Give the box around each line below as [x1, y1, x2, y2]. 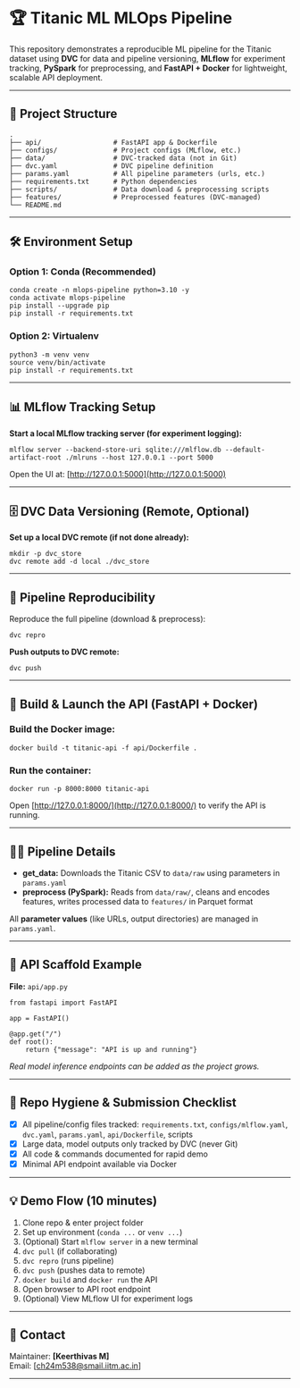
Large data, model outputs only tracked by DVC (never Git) [21, 1138, 238, 1149]
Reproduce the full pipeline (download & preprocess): [9, 614, 206, 625]
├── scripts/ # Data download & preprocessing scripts [9, 185, 270, 194]
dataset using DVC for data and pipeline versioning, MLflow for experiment [9, 53, 286, 63]
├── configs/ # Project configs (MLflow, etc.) [9, 146, 242, 155]
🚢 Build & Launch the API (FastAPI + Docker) [9, 696, 259, 711]
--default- [224, 445, 266, 454]
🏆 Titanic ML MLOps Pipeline [9, 8, 233, 29]
